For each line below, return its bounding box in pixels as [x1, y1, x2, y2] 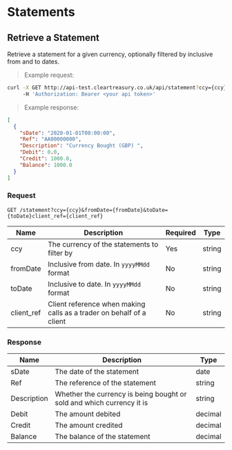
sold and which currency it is [55, 398, 148, 408]
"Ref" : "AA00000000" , [19, 136, 81, 143]
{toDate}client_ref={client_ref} [7, 213, 104, 219]
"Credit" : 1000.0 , [19, 155, 72, 162]
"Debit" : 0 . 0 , [19, 149, 60, 156]
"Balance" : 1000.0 [19, 161, 72, 168]
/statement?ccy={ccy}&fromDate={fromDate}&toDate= [19, 206, 168, 213]
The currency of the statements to [48, 240, 159, 249]
